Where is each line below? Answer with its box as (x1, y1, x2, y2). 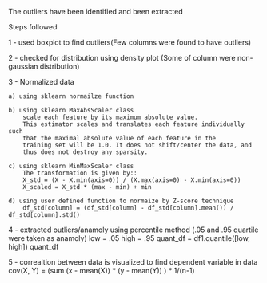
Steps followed (8, 22, 58, 31)
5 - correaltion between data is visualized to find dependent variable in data (8, 257, 258, 266)
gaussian (8, 61, 38, 71)
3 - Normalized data (8, 77, 74, 86)
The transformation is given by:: (22, 169, 137, 177)
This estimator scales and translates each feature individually (22, 120, 245, 128)
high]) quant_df (8, 242, 59, 251)
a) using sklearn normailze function (8, 92, 134, 100)
